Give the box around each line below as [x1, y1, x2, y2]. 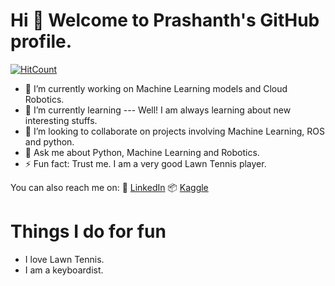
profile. [10, 30, 73, 53]
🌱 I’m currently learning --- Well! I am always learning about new [24, 104, 292, 116]
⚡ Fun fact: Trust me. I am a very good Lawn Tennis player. [24, 157, 267, 169]
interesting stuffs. [24, 114, 98, 126]
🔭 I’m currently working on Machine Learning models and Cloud [24, 82, 288, 94]
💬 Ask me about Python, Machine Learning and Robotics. [24, 146, 260, 158]
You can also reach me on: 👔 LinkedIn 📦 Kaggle [10, 181, 209, 193]
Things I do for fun [10, 220, 167, 243]
